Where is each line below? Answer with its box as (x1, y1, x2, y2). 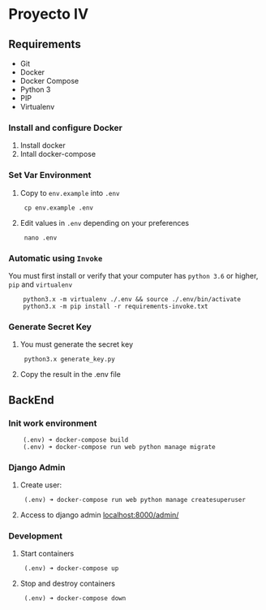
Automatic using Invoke (8, 253, 103, 264)
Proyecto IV (8, 5, 89, 24)
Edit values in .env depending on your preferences (19, 218, 190, 227)
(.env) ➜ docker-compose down (24, 595, 127, 603)
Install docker (19, 141, 66, 150)
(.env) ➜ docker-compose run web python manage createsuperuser (24, 496, 246, 504)
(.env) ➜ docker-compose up (24, 565, 119, 573)
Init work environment (8, 417, 97, 429)
